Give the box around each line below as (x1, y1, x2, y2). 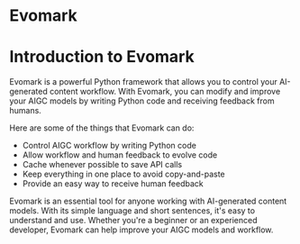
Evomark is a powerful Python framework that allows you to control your (9, 77, 277, 87)
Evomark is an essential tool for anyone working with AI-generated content (9, 195, 287, 207)
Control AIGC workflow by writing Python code (22, 140, 196, 151)
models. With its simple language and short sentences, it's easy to (9, 205, 255, 216)
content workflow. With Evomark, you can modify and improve (49, 86, 281, 97)
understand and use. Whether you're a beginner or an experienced (9, 215, 259, 226)
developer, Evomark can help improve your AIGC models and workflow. (9, 224, 274, 235)
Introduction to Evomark (9, 47, 195, 68)
